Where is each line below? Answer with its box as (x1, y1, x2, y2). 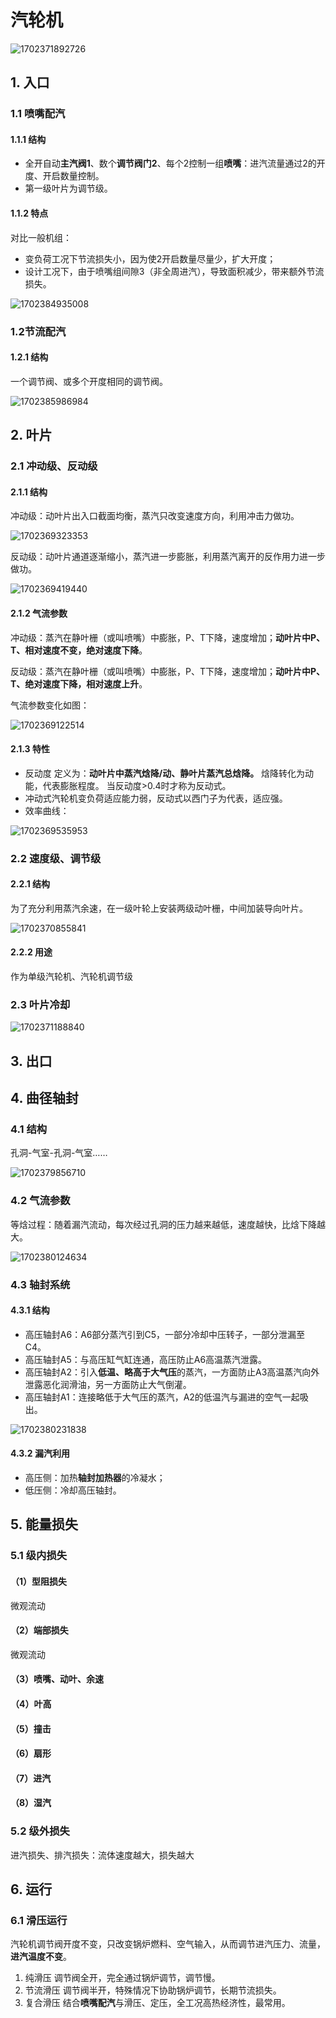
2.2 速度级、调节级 (10, 851, 102, 865)
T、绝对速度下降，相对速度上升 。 (10, 677, 148, 690)
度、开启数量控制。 (24, 170, 105, 182)
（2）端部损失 (10, 1624, 69, 1636)
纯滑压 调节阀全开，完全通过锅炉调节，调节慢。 (24, 1972, 221, 1984)
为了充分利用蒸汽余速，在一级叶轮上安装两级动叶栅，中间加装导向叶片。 (10, 902, 308, 914)
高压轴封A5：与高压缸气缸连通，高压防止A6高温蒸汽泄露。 (24, 1353, 268, 1365)
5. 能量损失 (10, 1516, 78, 1533)
